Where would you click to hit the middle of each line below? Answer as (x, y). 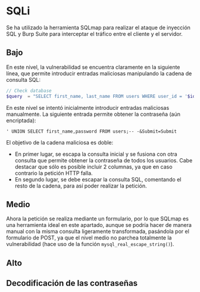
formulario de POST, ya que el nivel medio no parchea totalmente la (89, 238)
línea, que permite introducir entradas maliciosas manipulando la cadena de (99, 73)
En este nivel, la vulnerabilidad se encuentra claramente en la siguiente (93, 67)
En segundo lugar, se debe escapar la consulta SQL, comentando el (98, 179)
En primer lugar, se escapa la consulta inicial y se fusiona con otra (96, 154)
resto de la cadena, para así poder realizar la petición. (81, 186)
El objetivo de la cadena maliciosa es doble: (60, 142)
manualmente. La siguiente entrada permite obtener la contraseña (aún (93, 114)
